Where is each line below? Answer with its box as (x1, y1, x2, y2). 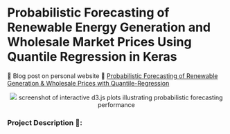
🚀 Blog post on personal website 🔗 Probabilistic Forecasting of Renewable (7, 71, 218, 80)
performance (98, 100, 135, 108)
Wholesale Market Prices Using (7, 35, 192, 50)
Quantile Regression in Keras (7, 49, 177, 65)
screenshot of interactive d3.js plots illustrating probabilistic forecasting (18, 93, 223, 102)
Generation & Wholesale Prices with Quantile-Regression (7, 79, 170, 87)
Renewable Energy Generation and (7, 19, 211, 35)
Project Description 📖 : (7, 117, 83, 127)
